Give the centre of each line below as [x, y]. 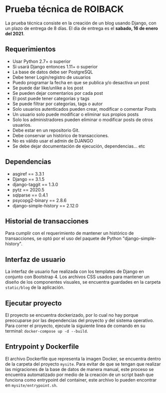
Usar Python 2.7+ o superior [41, 61]
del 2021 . [15, 33]
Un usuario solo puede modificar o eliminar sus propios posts [76, 114]
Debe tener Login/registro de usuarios [52, 77]
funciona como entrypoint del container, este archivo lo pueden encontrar [81, 380]
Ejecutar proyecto [34, 303]
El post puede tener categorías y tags [51, 98]
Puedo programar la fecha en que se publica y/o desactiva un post [81, 82]
